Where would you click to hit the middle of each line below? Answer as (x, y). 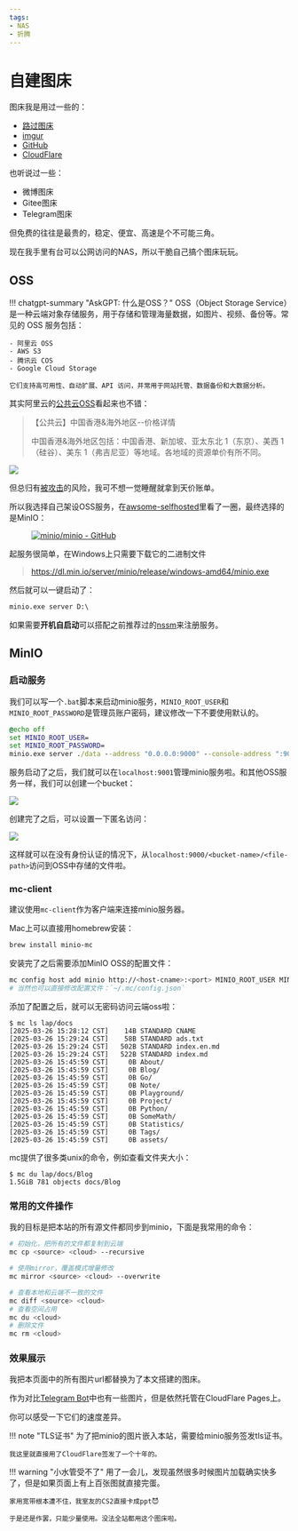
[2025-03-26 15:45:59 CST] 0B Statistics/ (97, 1125)
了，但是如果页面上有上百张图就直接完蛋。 (87, 1483)
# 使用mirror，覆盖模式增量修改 (62, 1268)
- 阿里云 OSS (31, 344)
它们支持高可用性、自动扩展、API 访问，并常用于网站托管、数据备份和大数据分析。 (139, 386)
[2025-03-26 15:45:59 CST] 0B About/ (87, 1063)
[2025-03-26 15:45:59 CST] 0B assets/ (89, 1140)
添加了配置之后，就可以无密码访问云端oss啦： (94, 1007)
